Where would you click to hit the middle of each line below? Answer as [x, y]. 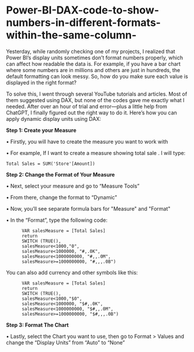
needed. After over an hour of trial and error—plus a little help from [87, 106]
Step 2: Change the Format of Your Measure [60, 174]
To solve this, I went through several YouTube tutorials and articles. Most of [97, 94]
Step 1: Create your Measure [41, 130]
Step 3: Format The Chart [37, 325]
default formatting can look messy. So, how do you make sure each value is [97, 76]
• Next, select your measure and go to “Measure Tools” [73, 186]
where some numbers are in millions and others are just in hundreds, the [93, 70]
